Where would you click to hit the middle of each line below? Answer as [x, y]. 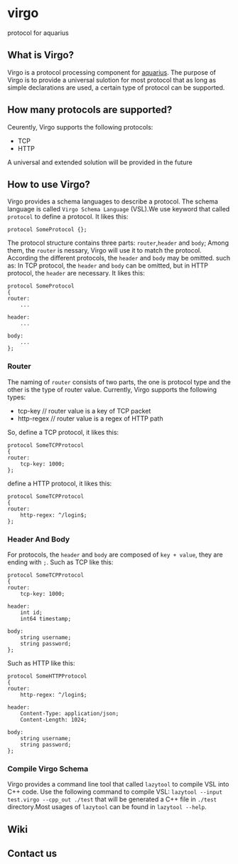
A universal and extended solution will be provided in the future [100, 162]
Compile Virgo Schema [48, 769]
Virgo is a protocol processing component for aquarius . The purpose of [112, 72]
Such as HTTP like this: [41, 663]
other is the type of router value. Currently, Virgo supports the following [112, 389]
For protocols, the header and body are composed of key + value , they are [115, 554]
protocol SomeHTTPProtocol [47, 676]
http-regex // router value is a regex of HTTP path [90, 418]
